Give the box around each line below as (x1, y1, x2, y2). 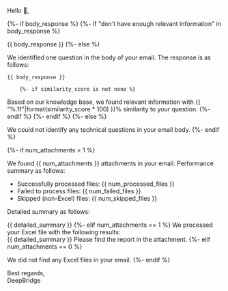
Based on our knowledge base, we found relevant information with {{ (7, 98, 201, 106)
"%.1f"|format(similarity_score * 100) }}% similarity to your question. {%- (7, 105, 211, 113)
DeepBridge (7, 277, 41, 284)
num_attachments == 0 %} (7, 242, 83, 251)
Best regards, (7, 269, 45, 277)
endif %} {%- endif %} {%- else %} (7, 113, 107, 120)
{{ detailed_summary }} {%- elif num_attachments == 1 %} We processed (7, 221, 213, 229)
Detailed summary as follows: (7, 208, 90, 215)
